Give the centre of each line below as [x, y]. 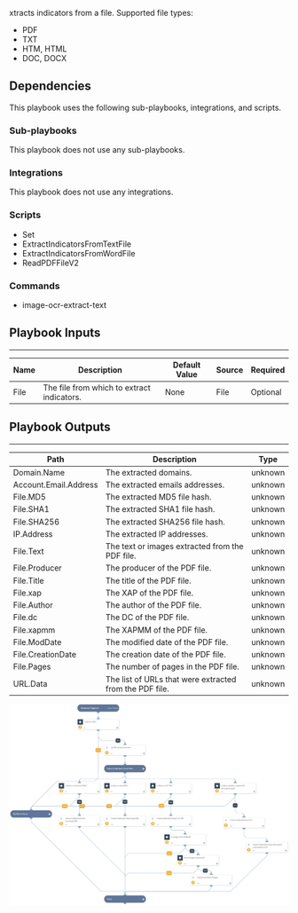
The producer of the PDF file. [158, 568]
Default [187, 365]
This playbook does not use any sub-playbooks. [97, 150]
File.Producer [37, 568]
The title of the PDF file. [148, 580]
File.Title [28, 580]
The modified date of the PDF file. [167, 641]
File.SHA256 [36, 522]
